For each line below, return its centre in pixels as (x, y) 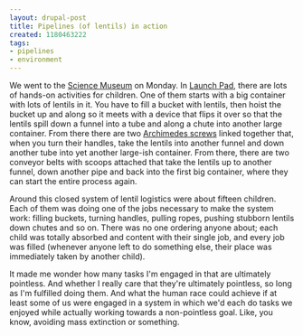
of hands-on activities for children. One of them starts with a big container (148, 95)
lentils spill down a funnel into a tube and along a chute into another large (146, 124)
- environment (36, 60)
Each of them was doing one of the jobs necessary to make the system (142, 208)
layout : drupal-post (48, 18)
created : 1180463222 (48, 34)
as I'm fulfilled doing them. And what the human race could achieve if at (143, 293)
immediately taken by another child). (77, 257)
